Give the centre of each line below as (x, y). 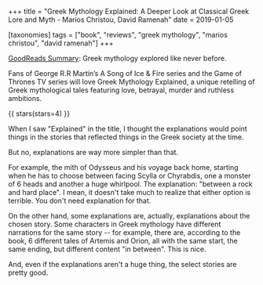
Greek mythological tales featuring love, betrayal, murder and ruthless (121, 90)
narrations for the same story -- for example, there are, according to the (124, 233)
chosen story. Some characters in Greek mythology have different (115, 224)
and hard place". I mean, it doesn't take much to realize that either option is (130, 192)
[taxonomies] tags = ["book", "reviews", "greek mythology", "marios (118, 35)
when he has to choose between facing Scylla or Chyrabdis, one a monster (130, 176)
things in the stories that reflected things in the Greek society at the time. (126, 137)
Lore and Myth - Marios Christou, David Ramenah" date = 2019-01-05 (121, 20)
